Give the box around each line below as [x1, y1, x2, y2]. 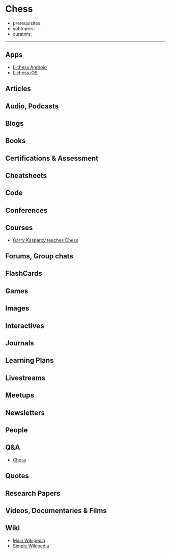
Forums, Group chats [5, 252, 74, 261]
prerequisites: [12, 20, 42, 26]
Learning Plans [5, 356, 54, 365]
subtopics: [12, 25, 35, 31]
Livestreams [5, 373, 46, 382]
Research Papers [5, 489, 61, 498]
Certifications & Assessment [5, 154, 98, 163]
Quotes [5, 472, 30, 480]
